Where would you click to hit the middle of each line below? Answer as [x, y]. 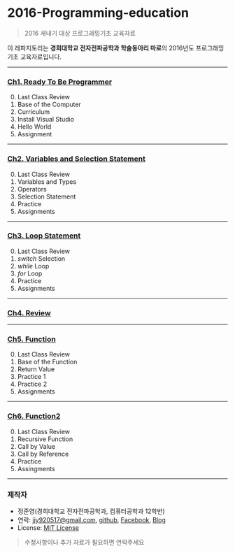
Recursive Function [45, 439]
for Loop [30, 273]
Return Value [36, 369]
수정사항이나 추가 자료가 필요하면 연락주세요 [84, 543]
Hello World [34, 127]
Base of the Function [47, 362]
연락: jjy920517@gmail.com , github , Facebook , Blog [92, 520]
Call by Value [36, 446]
